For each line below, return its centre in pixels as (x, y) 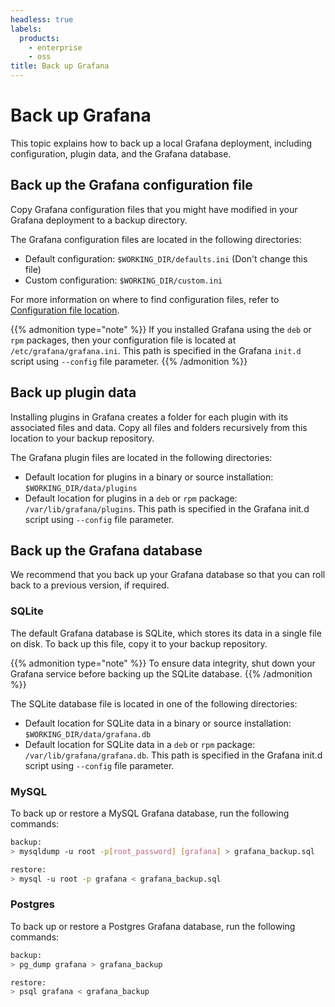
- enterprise (55, 47)
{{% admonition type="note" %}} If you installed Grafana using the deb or (161, 329)
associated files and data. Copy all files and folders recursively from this (159, 427)
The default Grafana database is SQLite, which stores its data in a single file (166, 633)
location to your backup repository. (82, 438)
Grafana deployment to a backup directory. (99, 220)
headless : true (42, 19)
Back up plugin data (73, 392)
